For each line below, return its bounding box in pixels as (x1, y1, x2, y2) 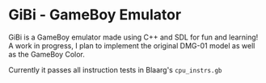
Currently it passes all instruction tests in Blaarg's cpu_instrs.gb (8, 64, 222, 74)
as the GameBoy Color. (8, 49, 85, 59)
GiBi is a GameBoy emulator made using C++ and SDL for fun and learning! (8, 32, 259, 42)
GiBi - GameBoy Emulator (8, 6, 182, 24)
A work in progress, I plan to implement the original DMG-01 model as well (8, 40, 255, 50)
